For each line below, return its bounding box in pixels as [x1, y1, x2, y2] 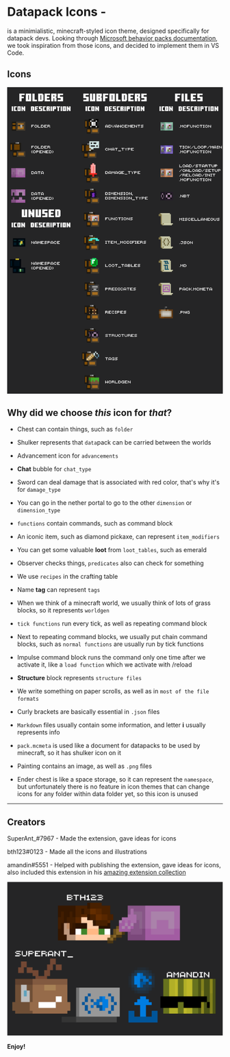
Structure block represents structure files [16, 674, 142, 682]
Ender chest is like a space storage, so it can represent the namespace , [16, 775, 214, 784]
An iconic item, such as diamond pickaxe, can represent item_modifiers [16, 532, 220, 541]
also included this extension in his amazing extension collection [7, 868, 186, 877]
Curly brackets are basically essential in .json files [16, 708, 160, 716]
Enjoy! [7, 1043, 26, 1051]
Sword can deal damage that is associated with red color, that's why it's [16, 478, 220, 486]
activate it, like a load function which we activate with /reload [16, 660, 192, 669]
